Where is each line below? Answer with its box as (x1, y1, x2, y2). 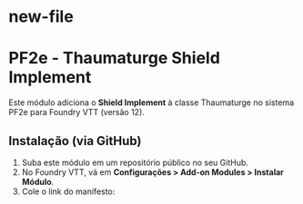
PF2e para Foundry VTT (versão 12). (8, 107, 145, 118)
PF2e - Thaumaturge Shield (8, 48, 220, 69)
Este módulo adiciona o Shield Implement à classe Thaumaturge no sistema (8, 97, 295, 108)
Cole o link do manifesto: (21, 186, 116, 197)
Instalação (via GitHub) (8, 133, 142, 149)
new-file (8, 6, 74, 27)
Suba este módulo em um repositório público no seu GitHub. (21, 157, 249, 168)
